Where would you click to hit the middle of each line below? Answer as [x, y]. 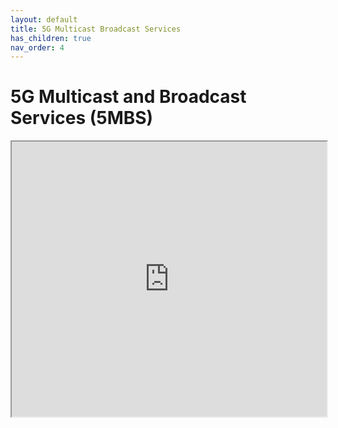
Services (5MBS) [82, 118]
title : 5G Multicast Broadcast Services [96, 29]
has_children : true [51, 38]
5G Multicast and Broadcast [128, 97]
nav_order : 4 [37, 47]
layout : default [44, 19]
